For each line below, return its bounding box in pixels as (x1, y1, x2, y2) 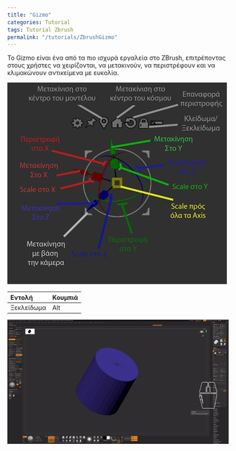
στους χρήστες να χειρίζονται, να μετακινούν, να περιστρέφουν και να (7, 61, 216, 70)
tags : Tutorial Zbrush (7, 26, 74, 33)
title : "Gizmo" (7, 11, 52, 18)
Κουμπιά (52, 293, 79, 301)
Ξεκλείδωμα (10, 303, 47, 312)
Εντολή (10, 293, 34, 301)
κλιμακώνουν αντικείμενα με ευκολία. (7, 69, 119, 77)
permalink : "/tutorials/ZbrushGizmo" (7, 34, 118, 41)
